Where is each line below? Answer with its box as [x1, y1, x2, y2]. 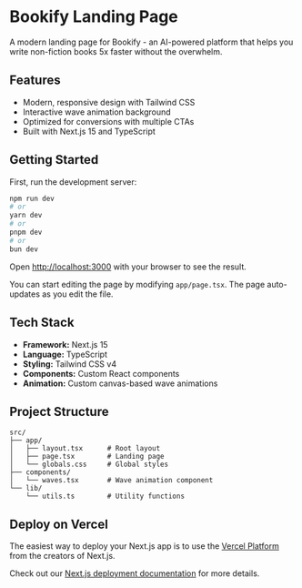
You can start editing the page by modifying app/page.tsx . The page [9, 279, 266, 289]
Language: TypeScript [22, 349, 107, 360]
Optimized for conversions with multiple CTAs [22, 116, 195, 127]
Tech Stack [9, 315, 75, 330]
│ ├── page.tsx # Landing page [9, 452, 166, 461]
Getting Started [9, 152, 99, 167]
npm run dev [9, 194, 55, 203]
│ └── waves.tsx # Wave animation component [9, 476, 214, 485]
